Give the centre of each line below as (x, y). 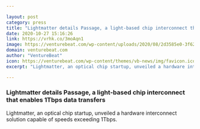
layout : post (22, 17)
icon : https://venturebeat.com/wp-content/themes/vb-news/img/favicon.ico (101, 61)
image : (14, 45)
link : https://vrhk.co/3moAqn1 (45, 39)
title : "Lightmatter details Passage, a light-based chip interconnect (97, 28)
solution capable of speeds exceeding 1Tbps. (62, 119)
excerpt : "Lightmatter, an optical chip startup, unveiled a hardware (96, 67)
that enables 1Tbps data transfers (56, 100)
